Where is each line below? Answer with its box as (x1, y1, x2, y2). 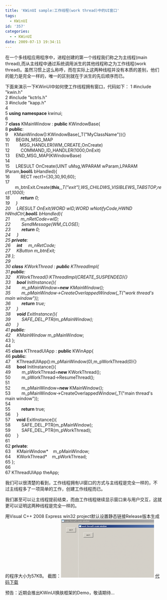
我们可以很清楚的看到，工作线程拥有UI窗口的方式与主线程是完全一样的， (5, 480, 154, 486)
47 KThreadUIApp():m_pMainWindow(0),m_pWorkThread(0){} (5, 358, 137, 364)
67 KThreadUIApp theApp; (5, 469, 60, 475)
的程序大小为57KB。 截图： (5, 573, 61, 579)
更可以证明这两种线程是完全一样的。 (5, 503, 80, 509)
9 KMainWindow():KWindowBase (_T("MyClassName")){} (5, 131, 126, 137)
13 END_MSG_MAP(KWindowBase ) (5, 152, 82, 159)
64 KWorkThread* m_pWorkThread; (5, 453, 87, 459)
